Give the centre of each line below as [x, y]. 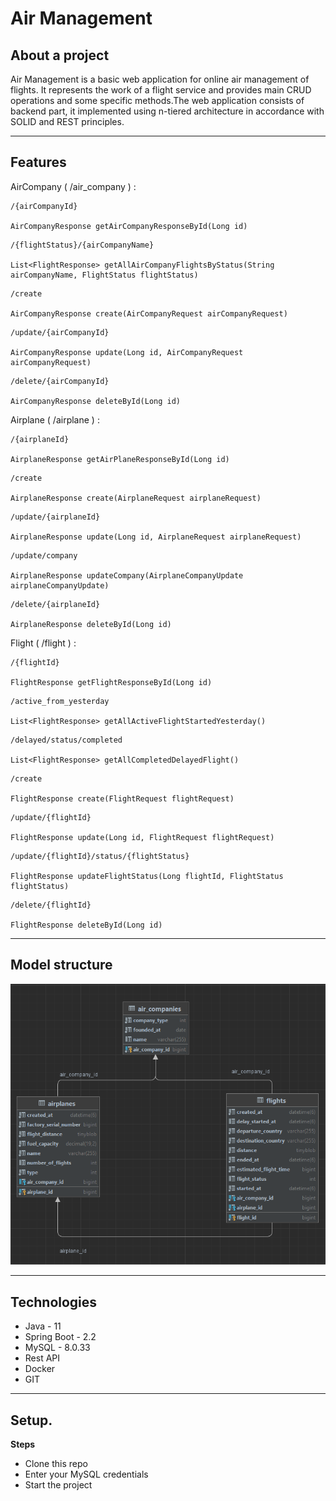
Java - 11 [43, 1326]
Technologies [54, 1302]
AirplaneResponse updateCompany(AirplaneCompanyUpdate [127, 575]
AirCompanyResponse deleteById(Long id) [96, 401]
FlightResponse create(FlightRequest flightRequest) [122, 798]
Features [38, 162]
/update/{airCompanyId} [60, 332]
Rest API [42, 1358]
